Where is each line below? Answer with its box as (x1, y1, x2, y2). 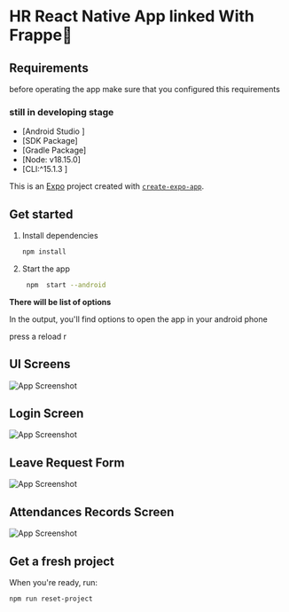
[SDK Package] (21, 136, 78, 146)
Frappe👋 (9, 25, 73, 45)
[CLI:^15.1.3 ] (21, 164, 68, 175)
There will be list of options (9, 296, 112, 307)
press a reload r (9, 331, 67, 341)
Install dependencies (21, 231, 99, 241)
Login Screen (9, 406, 84, 421)
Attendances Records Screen (9, 504, 175, 520)
